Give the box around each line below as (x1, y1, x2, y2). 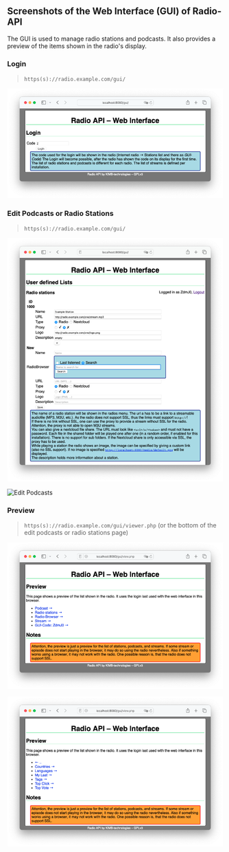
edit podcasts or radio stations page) (23, 529, 129, 537)
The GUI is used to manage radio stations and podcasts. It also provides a (7, 34, 216, 43)
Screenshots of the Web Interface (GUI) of (7, 6, 191, 17)
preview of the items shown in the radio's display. (7, 41, 147, 50)
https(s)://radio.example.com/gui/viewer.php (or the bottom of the (23, 521, 217, 529)
